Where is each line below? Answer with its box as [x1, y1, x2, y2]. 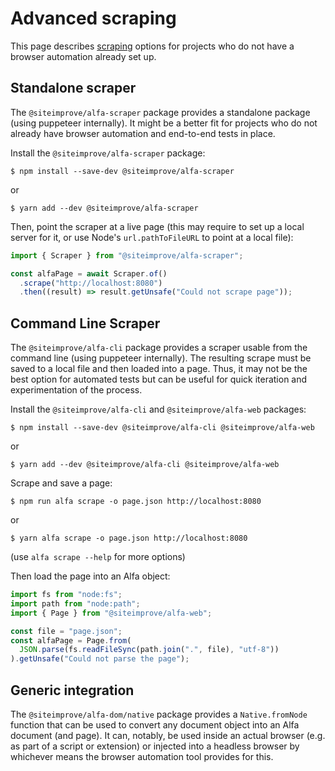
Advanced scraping [10, 7, 177, 30]
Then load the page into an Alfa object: [10, 570, 171, 582]
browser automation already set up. [10, 50, 157, 62]
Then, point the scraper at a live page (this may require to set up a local [10, 220, 305, 232]
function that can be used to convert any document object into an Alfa [10, 719, 300, 731]
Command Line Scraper [10, 315, 161, 332]
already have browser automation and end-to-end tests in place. [10, 127, 276, 139]
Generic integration [10, 682, 135, 699]
